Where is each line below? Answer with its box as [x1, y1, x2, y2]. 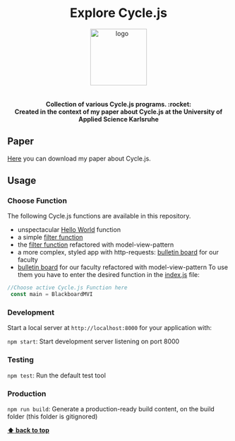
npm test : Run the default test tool [7, 371, 106, 380]
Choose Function [7, 196, 67, 206]
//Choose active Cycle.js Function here [7, 284, 128, 291]
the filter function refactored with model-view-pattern [17, 240, 174, 249]
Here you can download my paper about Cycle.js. [7, 154, 152, 163]
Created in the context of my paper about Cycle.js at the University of [14, 107, 223, 116]
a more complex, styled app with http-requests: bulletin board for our [17, 248, 219, 257]
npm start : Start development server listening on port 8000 [7, 337, 180, 346]
